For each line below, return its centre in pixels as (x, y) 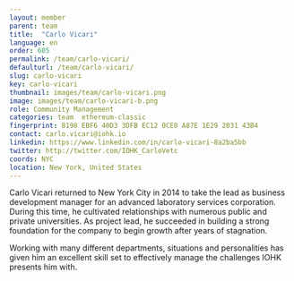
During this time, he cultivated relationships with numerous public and (138, 212)
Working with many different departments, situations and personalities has (147, 248)
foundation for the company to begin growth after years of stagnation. (138, 231)
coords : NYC (31, 159)
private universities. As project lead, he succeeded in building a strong (139, 221)
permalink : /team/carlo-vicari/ (69, 59)
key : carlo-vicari (43, 84)
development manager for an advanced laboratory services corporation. (143, 202)
